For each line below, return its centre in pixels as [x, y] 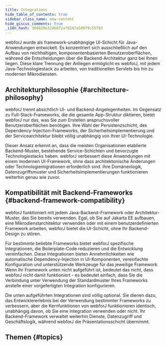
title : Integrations [27, 10]
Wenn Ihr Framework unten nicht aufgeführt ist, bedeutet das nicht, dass [79, 269]
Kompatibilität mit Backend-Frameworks [69, 193]
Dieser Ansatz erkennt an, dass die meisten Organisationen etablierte [76, 145]
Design [12, 234]
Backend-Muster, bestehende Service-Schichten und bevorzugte [72, 151]
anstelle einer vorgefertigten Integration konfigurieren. [60, 285]
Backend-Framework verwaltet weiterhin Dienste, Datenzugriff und [74, 316]
